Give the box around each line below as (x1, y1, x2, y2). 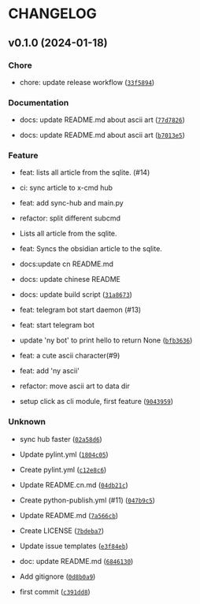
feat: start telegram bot (19, 321, 94, 330)
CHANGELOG (8, 5, 97, 23)
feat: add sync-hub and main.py (19, 198, 124, 208)
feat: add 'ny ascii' (19, 366, 80, 376)
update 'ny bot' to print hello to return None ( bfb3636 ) (19, 335, 193, 345)
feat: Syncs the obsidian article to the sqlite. (19, 244, 163, 254)
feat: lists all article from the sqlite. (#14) (19, 168, 150, 177)
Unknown (8, 417, 46, 428)
